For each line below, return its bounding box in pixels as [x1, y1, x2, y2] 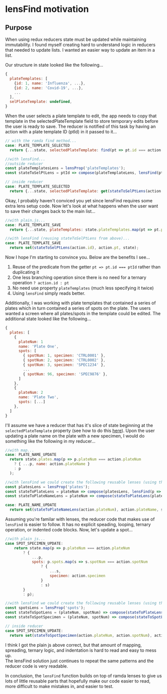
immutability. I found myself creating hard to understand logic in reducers [5, 42, 156, 48]
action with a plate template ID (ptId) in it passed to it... [5, 129, 117, 135]
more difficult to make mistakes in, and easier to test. [5, 683, 114, 689]
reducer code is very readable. [5, 663, 69, 669]
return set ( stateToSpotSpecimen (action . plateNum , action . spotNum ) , [9, 633, 153, 638]
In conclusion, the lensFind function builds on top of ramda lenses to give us [5, 673, 162, 679]
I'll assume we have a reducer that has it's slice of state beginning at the [5, 422, 153, 428]
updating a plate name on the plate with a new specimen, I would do [5, 433, 145, 438]
